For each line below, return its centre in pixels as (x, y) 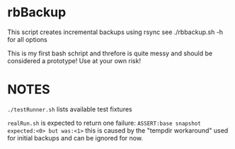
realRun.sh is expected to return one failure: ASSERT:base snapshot (104, 123)
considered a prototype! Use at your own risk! (74, 60)
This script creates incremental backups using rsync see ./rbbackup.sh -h (115, 32)
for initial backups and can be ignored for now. (75, 138)
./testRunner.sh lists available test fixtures (70, 109)
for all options (27, 39)
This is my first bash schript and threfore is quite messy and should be (110, 53)
